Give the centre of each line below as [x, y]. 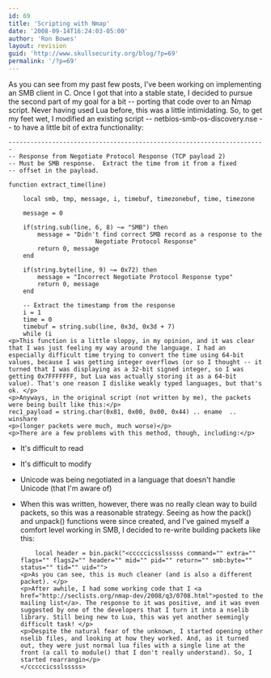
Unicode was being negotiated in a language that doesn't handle [128, 479]
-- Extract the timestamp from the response [99, 305]
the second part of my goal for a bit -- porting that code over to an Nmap [130, 101]
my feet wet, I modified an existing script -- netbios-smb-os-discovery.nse [133, 118]
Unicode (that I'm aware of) [66, 488]
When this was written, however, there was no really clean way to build [138, 504]
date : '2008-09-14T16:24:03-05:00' [68, 31]
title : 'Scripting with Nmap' [59, 24]
